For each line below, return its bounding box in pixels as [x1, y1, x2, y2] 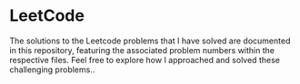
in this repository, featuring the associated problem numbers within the [9, 44, 275, 55]
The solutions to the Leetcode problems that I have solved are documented [9, 35, 291, 46]
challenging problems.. [9, 64, 95, 75]
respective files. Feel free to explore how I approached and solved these [9, 54, 280, 65]
